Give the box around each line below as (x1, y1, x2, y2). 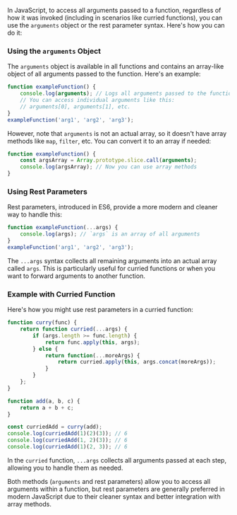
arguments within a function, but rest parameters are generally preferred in (7, 485, 226, 493)
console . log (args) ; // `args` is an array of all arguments (20, 231, 200, 238)
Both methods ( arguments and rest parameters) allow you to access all (7, 477, 211, 485)
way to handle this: (7, 210, 62, 219)
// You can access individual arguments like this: (20, 97, 175, 104)
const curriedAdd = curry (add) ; (7, 424, 102, 431)
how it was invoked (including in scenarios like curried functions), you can (7, 13, 223, 22)
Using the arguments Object (7, 46, 101, 56)
